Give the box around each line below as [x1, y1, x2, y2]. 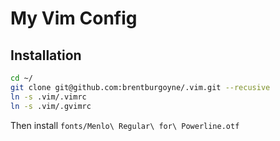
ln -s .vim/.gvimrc [10, 101, 92, 111]
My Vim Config [10, 7, 138, 30]
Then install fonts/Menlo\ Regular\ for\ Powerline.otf [10, 119, 240, 131]
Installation [10, 47, 82, 64]
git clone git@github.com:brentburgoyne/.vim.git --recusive [10, 82, 271, 92]
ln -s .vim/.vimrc [10, 92, 87, 102]
